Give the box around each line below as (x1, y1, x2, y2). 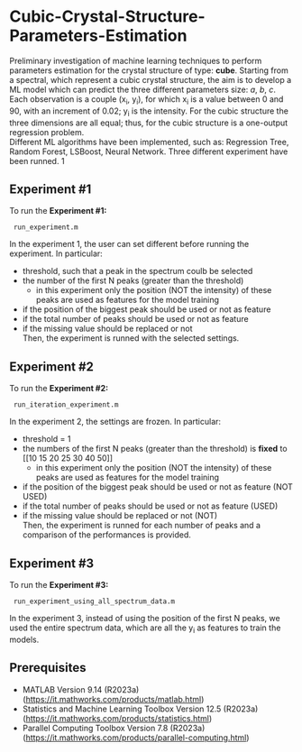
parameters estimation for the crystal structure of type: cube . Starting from (9, 65, 288, 76)
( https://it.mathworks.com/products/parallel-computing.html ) (22, 732, 250, 743)
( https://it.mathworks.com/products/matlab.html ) (22, 693, 205, 704)
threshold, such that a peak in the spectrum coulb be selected (22, 266, 253, 277)
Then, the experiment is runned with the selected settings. (22, 333, 240, 344)
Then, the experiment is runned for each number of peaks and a (22, 520, 261, 531)
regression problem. (9, 126, 85, 137)
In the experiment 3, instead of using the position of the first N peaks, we (9, 612, 281, 623)
